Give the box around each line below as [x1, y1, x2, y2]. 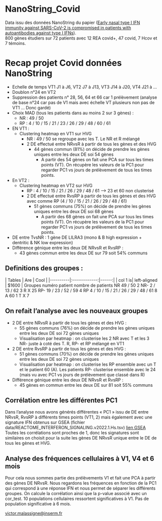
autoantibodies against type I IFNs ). [5, 30, 76, 36]
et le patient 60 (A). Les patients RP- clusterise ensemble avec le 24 [19, 366, 156, 372]
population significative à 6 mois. [5, 501, 72, 507]
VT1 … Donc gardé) [12, 104, 51, 110]
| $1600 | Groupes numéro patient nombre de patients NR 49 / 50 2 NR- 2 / [5, 282, 156, 288]
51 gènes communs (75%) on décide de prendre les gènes [34, 203, 151, 209]
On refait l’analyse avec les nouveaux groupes [5, 307, 148, 315]
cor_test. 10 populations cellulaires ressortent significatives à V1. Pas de [5, 496, 149, 501]
